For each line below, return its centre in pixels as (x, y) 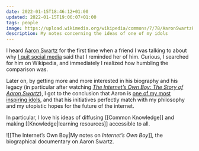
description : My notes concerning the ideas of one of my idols (87, 34)
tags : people (22, 23)
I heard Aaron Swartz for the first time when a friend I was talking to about (97, 50)
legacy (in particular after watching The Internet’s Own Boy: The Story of (95, 87)
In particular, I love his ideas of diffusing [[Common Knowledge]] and (90, 118)
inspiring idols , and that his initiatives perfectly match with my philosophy (96, 100)
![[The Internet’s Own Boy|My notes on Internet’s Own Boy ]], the (84, 135)
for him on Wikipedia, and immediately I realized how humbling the (87, 63)
